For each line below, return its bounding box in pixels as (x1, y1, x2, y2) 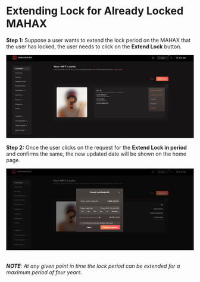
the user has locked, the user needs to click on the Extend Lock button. (6, 43, 182, 50)
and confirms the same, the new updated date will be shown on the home (6, 150, 186, 157)
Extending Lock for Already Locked (6, 4, 184, 18)
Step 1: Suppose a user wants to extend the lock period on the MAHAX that (6, 36, 191, 44)
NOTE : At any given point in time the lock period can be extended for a (6, 262, 180, 269)
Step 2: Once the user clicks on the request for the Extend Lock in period (6, 144, 187, 151)
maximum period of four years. (6, 269, 83, 276)
